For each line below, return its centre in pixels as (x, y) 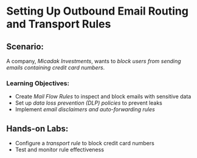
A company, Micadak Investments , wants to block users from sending (94, 61)
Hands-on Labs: (37, 129)
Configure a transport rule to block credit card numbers (85, 143)
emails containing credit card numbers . (56, 67)
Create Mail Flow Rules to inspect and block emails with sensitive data (103, 97)
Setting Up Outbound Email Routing (97, 11)
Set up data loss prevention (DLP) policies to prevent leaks (88, 103)
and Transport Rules (59, 24)
